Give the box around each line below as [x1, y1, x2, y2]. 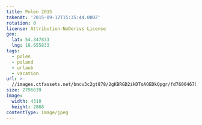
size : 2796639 [6, 87, 42, 93]
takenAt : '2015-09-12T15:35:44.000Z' [6, 14, 101, 20]
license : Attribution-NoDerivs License [6, 25, 106, 32]
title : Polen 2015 [6, 8, 52, 15]
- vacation [11, 70, 39, 76]
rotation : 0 [6, 20, 36, 26]
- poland [11, 59, 34, 65]
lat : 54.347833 [11, 37, 50, 43]
